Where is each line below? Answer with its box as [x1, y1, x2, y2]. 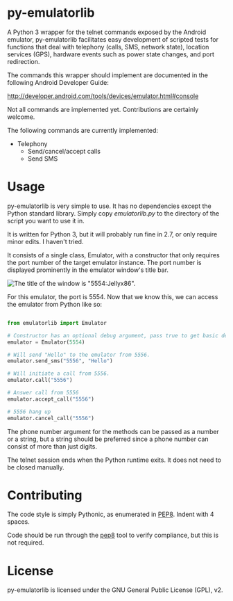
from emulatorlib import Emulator [7, 319, 107, 326]
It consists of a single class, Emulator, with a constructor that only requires [7, 250, 220, 259]
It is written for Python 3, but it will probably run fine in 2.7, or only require [7, 230, 218, 238]
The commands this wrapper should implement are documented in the [7, 71, 208, 79]
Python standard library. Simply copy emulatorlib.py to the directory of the [7, 209, 220, 217]
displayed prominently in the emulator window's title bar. [7, 266, 169, 274]
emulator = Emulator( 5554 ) [7, 339, 85, 346]
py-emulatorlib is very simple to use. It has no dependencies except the [7, 202, 212, 210]
